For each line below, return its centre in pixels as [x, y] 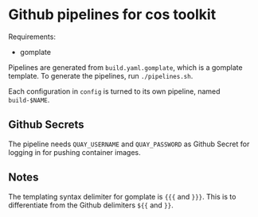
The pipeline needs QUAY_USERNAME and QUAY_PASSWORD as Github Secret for [129, 144]
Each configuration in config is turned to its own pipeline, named [114, 91]
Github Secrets [47, 125]
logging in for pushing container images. [74, 152]
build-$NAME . [29, 99]
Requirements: [32, 37]
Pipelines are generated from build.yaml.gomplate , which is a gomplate [125, 67]
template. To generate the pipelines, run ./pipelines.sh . [101, 76]
